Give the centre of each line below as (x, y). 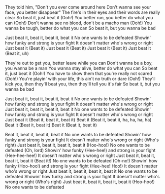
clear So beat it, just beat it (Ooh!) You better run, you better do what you (79, 18)
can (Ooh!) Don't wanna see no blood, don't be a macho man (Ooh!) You (79, 23)
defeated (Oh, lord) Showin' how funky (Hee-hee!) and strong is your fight (80, 150)
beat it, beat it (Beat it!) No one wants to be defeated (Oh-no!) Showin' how (81, 161)
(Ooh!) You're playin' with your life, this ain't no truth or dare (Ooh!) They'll (81, 79)
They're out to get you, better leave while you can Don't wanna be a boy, (79, 63)
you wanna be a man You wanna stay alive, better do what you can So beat (81, 68)
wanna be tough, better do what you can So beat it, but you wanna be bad (81, 28)
